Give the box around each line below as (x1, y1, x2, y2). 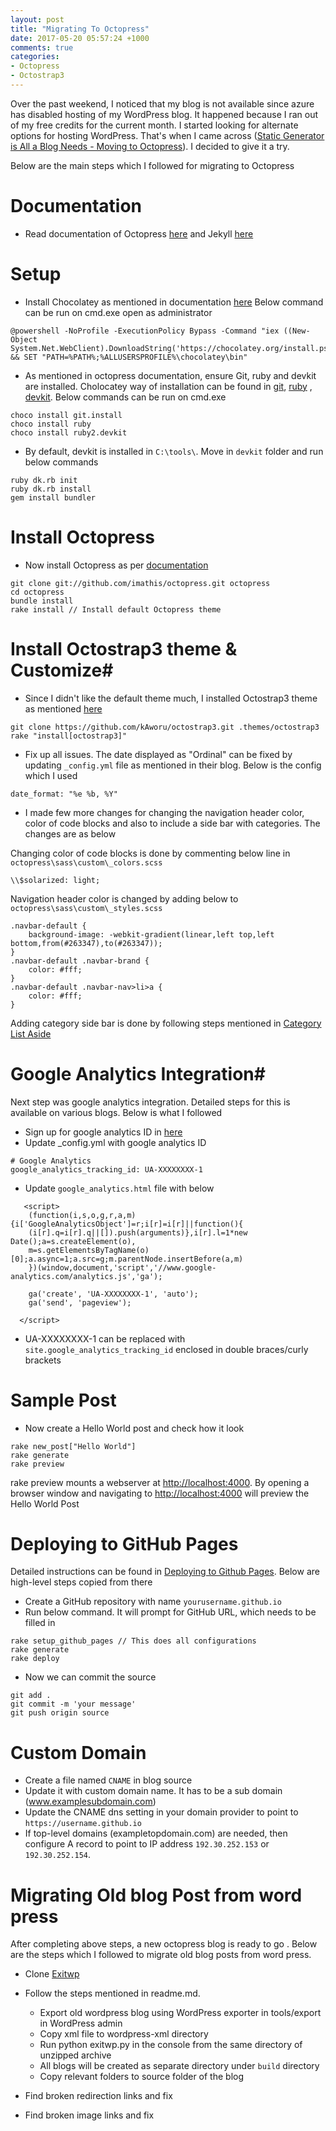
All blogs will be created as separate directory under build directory (39, 2060, 320, 2072)
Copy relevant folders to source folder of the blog (39, 2071, 245, 2083)
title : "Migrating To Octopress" (10, 24, 150, 34)
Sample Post (10, 1389, 117, 1411)
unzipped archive (39, 2049, 112, 2061)
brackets (24, 1354, 62, 1366)
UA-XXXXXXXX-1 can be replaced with (24, 1332, 186, 1345)
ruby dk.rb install (10, 484, 92, 494)
